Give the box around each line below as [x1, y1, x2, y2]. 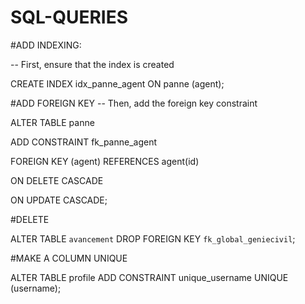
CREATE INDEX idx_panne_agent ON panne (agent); [10, 77, 225, 90]
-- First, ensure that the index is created [10, 58, 175, 70]
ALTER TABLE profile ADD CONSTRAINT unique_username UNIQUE [10, 271, 289, 283]
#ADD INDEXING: [10, 39, 82, 51]
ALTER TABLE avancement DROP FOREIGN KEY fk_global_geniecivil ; [10, 232, 296, 245]
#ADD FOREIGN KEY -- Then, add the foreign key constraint [10, 97, 258, 109]
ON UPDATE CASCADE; [10, 194, 108, 206]
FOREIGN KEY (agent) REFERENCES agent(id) [10, 155, 200, 167]
